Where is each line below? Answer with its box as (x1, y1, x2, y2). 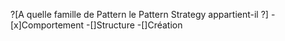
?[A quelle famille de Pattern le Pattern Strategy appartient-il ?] (10, 9, 269, 20)
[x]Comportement (10, 19, 85, 31)
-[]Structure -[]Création (86, 19, 183, 31)
